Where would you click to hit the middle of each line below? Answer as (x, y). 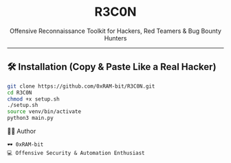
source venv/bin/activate (44, 112)
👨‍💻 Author (22, 131)
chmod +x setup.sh (33, 99)
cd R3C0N (20, 92)
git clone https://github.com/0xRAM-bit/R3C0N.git (81, 86)
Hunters (115, 38)
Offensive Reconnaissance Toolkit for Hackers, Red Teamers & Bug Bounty (115, 31)
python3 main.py (30, 118)
